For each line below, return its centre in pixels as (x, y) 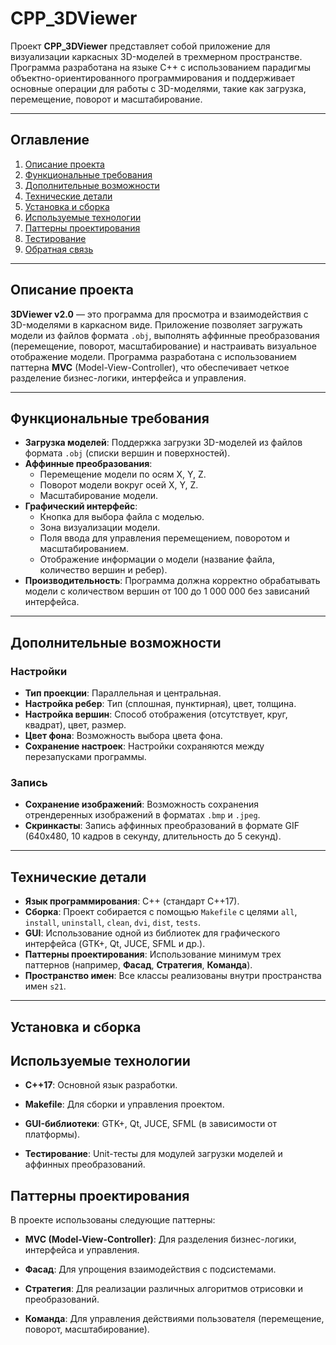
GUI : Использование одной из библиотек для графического (152, 933)
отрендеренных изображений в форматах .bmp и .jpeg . (142, 815)
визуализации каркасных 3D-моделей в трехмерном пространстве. (156, 56)
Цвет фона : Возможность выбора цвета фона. (123, 736)
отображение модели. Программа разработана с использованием (153, 356)
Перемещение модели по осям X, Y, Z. (123, 474)
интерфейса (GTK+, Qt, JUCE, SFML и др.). (115, 944)
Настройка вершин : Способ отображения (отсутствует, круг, (156, 714)
